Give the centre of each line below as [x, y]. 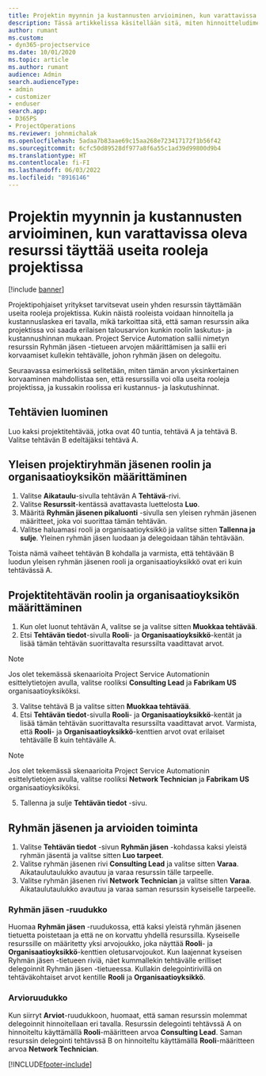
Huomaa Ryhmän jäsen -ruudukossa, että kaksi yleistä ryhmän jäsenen [125, 927]
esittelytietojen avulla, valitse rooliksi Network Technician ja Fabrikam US [129, 779]
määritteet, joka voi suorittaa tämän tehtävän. [93, 521]
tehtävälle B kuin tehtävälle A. [68, 740]
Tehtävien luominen [58, 412]
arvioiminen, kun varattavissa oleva [128, 234]
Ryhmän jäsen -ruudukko [58, 910]
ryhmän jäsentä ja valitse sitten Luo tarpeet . [91, 856]
